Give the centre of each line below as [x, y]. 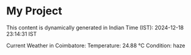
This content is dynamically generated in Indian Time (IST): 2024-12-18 [95, 27]
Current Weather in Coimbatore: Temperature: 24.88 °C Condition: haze [96, 45]
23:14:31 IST [22, 33]
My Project [34, 11]
